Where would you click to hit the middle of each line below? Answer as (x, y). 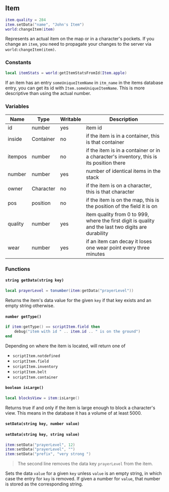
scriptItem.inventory (35, 366)
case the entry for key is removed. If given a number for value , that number (83, 479)
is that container (105, 142)
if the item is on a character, (119, 185)
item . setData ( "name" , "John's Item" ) (45, 25)
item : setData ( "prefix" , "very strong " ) (48, 454)
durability (97, 233)
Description (124, 119)
